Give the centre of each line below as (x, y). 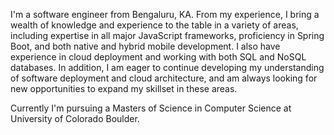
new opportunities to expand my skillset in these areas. (124, 88)
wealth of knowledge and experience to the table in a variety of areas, (154, 25)
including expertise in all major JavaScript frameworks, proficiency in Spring (167, 35)
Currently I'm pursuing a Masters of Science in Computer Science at (151, 108)
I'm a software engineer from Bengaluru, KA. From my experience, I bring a (165, 14)
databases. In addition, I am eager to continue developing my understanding (167, 67)
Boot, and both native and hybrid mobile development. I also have (145, 46)
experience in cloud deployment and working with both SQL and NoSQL (158, 57)
